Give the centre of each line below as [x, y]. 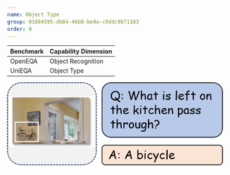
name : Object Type [33, 14]
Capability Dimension [81, 51]
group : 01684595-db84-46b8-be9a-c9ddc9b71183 [73, 22]
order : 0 [20, 29]
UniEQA [21, 71]
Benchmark [27, 51]
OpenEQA [24, 61]
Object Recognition [77, 61]
